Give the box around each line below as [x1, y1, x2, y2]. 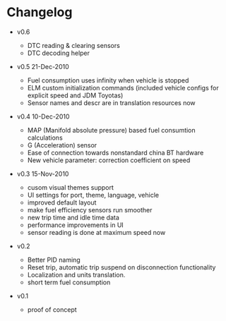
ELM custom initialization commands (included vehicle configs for [27, 83, 220, 92]
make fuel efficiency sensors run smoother [27, 205, 153, 214]
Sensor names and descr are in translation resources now [27, 98, 196, 107]
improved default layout [27, 198, 97, 207]
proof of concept [27, 305, 77, 314]
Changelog [6, 4, 73, 20]
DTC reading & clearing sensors [27, 41, 121, 49]
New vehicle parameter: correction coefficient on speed [27, 156, 191, 164]
